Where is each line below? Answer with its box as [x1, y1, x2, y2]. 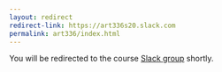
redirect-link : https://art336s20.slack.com [9, 21, 176, 30]
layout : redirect [9, 12, 73, 22]
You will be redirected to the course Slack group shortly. [9, 54, 214, 64]
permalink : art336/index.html [9, 29, 121, 38]
